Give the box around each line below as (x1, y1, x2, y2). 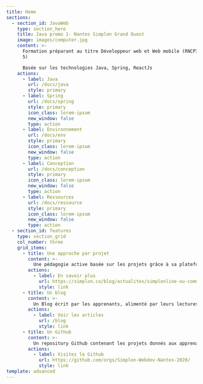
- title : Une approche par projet (22, 250, 110, 256)
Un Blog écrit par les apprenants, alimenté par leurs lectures (33, 301, 199, 307)
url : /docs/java (28, 82, 69, 88)
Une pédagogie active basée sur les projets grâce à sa (33, 261, 177, 268)
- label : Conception (22, 160, 74, 166)
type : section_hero (17, 25, 66, 32)
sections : (6, 15, 31, 21)
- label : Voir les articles (33, 312, 104, 318)
